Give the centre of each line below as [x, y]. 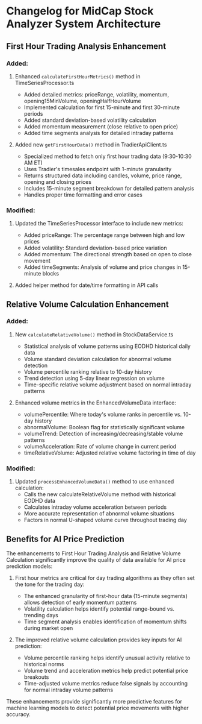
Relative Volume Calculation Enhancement [88, 304]
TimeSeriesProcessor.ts [44, 83]
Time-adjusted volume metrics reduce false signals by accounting [106, 683]
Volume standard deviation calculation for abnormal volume [98, 359]
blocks [50, 274]
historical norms [44, 664]
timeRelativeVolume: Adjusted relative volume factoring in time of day [110, 453]
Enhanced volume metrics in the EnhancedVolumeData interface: [95, 403]
